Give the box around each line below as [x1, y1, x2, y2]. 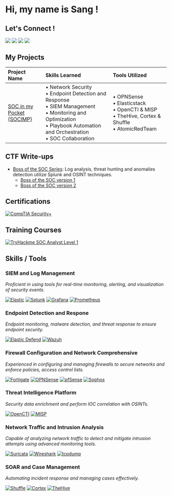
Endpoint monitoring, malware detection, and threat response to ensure [5, 321, 157, 327]
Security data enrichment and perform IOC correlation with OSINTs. [5, 400, 149, 407]
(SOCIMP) [8, 116, 32, 123]
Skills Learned [45, 71, 81, 79]
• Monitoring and [45, 109, 87, 116]
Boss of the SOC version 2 [20, 182, 77, 188]
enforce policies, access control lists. [5, 366, 84, 373]
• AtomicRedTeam [113, 125, 157, 132]
